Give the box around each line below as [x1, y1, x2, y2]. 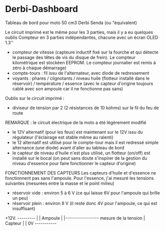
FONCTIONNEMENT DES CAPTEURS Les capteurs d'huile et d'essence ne [5, 170, 156, 175]
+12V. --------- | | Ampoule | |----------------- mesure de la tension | [5, 215, 145, 221]
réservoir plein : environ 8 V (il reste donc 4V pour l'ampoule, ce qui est [12, 200, 158, 206]
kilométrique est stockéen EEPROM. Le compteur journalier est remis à [12, 59, 156, 65]
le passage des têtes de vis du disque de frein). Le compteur [12, 54, 136, 60]
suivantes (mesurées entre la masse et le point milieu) [5, 180, 115, 186]
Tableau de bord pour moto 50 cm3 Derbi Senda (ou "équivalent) [5, 20, 137, 26]
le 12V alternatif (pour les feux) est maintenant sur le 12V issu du [12, 129, 143, 135]
